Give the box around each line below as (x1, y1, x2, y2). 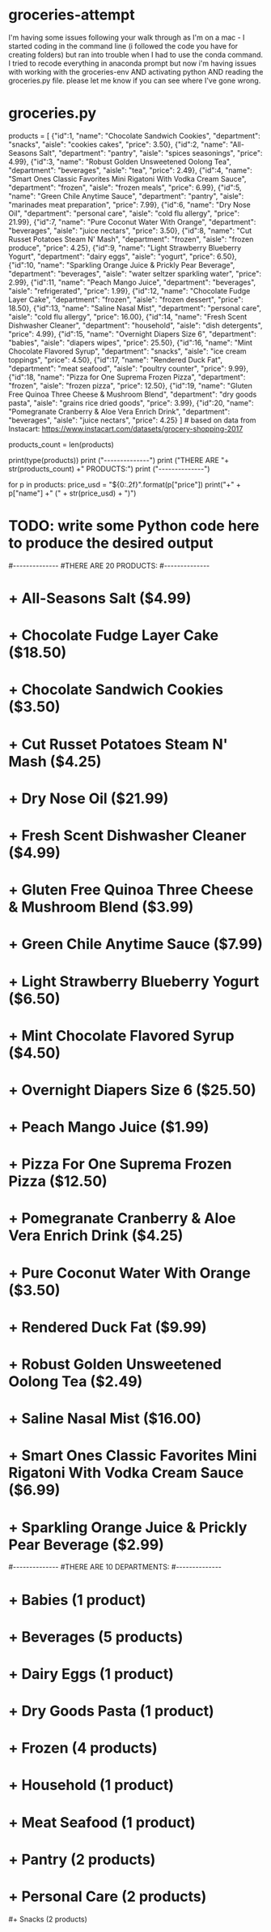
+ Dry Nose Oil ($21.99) (8, 789, 169, 808)
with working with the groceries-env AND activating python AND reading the (8, 67, 264, 76)
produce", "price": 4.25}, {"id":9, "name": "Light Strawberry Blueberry (8, 243, 242, 252)
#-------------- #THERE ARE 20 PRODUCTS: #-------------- (8, 560, 210, 570)
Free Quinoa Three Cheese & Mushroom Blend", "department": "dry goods (8, 389, 257, 399)
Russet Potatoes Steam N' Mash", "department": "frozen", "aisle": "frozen (8, 234, 254, 244)
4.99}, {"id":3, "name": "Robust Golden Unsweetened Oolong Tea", (8, 157, 232, 166)
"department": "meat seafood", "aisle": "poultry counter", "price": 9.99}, (8, 363, 249, 373)
